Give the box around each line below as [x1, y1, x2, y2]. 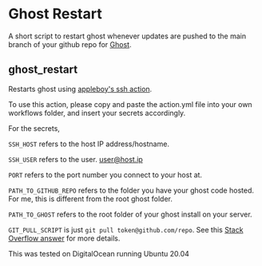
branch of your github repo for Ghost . [8, 39, 132, 49]
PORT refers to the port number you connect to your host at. [8, 169, 202, 180]
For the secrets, [8, 123, 60, 133]
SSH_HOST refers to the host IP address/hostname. [8, 139, 170, 149]
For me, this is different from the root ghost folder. [8, 193, 173, 204]
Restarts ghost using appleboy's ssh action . [8, 84, 153, 93]
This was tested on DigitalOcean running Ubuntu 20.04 [8, 248, 190, 258]
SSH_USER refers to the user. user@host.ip [8, 154, 144, 164]
